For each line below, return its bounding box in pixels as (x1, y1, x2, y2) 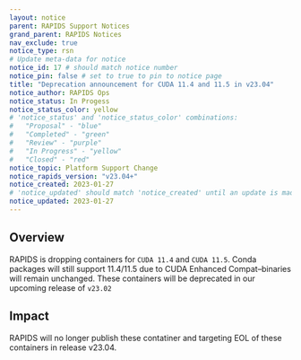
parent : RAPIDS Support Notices (9, 22, 130, 31)
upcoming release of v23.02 (9, 282, 112, 293)
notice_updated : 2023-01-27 (9, 197, 115, 206)
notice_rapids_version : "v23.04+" (9, 171, 139, 180)
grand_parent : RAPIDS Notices (9, 30, 123, 39)
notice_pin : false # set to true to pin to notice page (9, 72, 222, 81)
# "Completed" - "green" (9, 130, 110, 139)
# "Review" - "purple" (9, 138, 102, 147)
